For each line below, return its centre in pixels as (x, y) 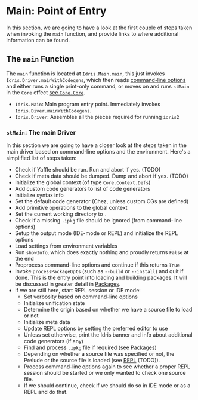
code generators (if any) (53, 341)
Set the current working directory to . (61, 214)
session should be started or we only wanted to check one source (105, 373)
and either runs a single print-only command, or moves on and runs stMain (98, 86)
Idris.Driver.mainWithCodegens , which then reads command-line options (96, 80)
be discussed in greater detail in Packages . (68, 284)
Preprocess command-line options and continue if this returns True (97, 265)
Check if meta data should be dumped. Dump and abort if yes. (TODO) (102, 176)
